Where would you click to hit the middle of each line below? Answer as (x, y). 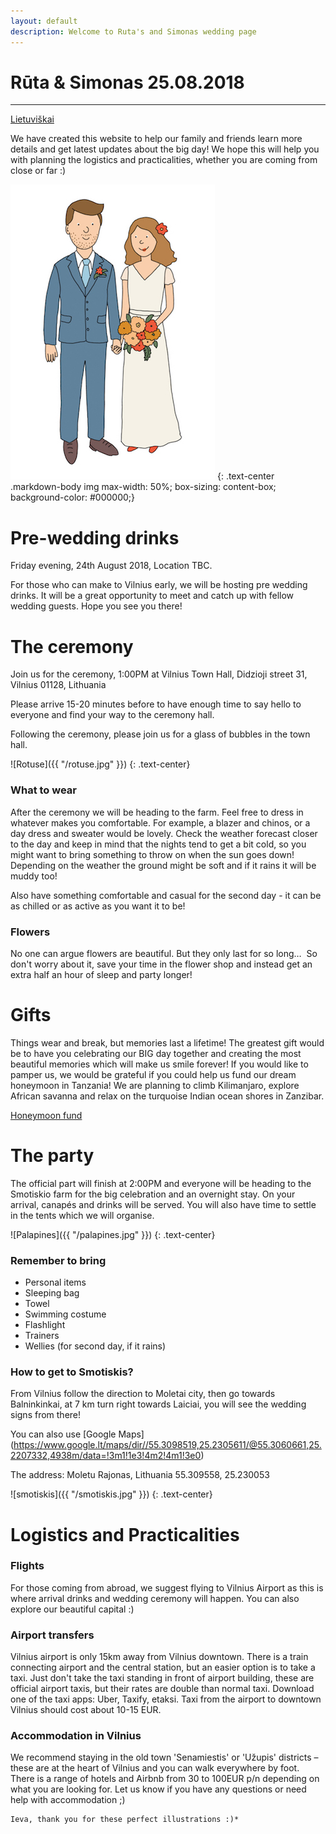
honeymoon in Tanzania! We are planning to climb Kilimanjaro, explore (155, 1085)
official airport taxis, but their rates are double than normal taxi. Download (162, 1689)
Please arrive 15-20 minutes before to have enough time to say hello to (156, 704)
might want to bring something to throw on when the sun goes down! (152, 854)
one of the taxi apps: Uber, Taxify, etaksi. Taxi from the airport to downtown (166, 1699)
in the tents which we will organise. (82, 1215)
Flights (27, 1566)
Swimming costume (65, 1314)
